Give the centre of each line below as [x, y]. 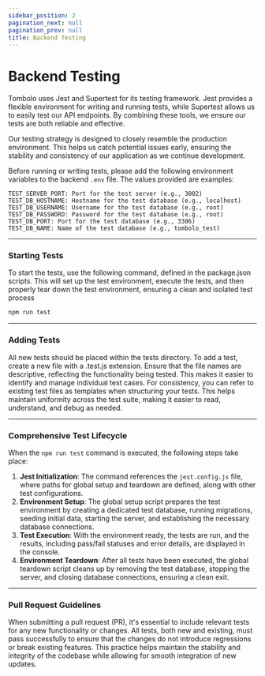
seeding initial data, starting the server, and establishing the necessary [134, 518]
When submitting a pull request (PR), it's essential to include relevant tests [129, 622]
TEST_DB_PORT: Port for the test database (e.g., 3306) [102, 222]
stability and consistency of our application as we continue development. [127, 156]
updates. [22, 664]
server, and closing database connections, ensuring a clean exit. [124, 576]
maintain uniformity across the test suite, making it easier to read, [114, 399]
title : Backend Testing [47, 38]
